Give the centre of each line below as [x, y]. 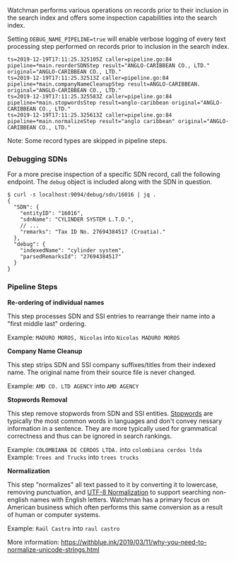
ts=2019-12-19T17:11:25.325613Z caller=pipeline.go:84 [90, 115]
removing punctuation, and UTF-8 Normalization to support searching [109, 492]
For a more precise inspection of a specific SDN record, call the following [114, 174]
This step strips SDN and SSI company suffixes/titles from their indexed [111, 364]
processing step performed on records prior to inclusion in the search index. [118, 46]
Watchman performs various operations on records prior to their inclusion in [118, 10]
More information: [34, 542]
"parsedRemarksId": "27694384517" [71, 257]
